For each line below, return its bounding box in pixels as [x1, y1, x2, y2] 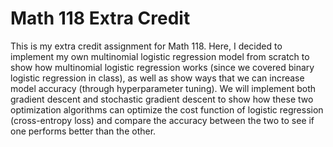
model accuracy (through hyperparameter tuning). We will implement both [10, 82, 317, 94]
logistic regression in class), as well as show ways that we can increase [10, 72, 305, 84]
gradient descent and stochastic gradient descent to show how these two [10, 93, 314, 105]
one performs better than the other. [10, 125, 157, 137]
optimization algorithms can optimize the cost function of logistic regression [10, 103, 324, 116]
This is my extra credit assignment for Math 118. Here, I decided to [10, 40, 283, 52]
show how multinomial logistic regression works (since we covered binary [10, 61, 315, 73]
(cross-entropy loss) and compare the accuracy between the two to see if [10, 114, 315, 126]
